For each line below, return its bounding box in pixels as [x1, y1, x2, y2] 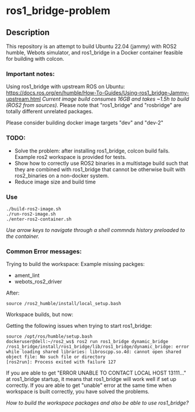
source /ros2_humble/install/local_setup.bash [6, 301, 121, 307]
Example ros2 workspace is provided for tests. [14, 153, 127, 160]
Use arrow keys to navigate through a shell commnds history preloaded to [6, 226, 185, 233]
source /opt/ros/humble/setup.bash [6, 334, 93, 340]
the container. [6, 233, 40, 240]
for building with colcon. [6, 56, 64, 62]
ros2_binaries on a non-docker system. [14, 172, 109, 179]
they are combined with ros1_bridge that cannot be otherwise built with [14, 165, 186, 173]
